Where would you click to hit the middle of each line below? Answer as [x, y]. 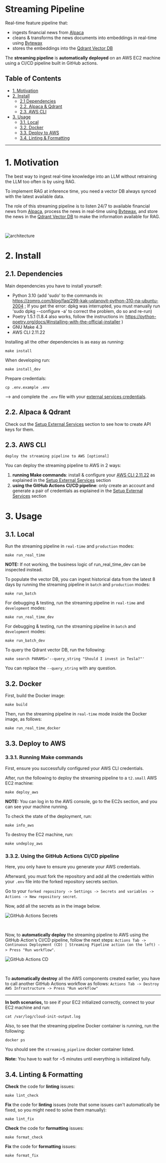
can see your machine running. [37, 807]
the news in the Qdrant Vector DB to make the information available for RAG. [83, 216]
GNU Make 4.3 [27, 327]
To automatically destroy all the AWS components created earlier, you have [83, 978]
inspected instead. [24, 570]
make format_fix [22, 1155]
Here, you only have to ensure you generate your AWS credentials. [73, 867]
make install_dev [23, 369]
